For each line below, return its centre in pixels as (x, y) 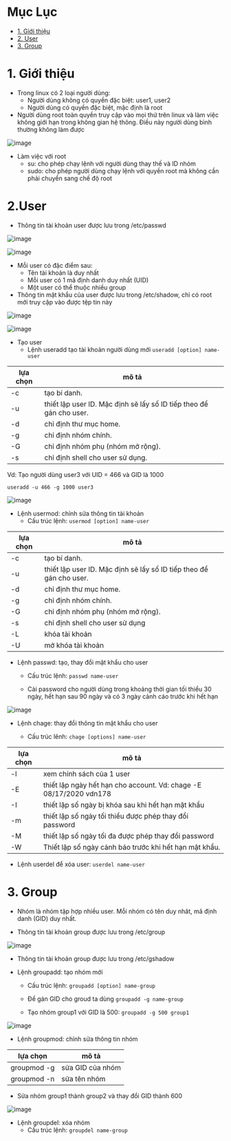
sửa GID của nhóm (91, 1067)
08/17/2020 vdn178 (77, 793)
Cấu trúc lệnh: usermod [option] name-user (88, 520)
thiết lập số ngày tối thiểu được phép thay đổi (116, 816)
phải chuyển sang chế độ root (69, 178)
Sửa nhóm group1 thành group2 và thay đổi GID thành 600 (99, 1095)
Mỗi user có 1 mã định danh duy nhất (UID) (88, 280)
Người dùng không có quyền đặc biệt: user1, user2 (99, 100)
